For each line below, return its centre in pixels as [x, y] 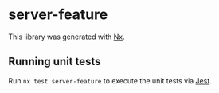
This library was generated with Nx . [66, 37]
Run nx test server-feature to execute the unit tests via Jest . [110, 80]
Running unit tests [55, 62]
